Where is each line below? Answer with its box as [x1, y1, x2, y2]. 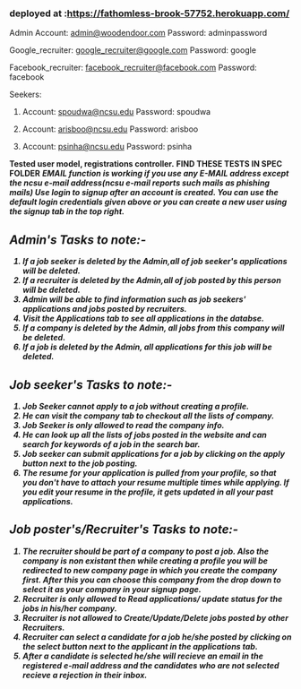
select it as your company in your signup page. [21, 583, 202, 594]
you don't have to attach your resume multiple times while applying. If [21, 477, 289, 487]
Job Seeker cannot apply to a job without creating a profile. [21, 400, 249, 411]
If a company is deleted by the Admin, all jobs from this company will [21, 323, 285, 333]
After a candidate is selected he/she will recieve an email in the [21, 650, 264, 661]
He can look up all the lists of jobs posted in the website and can [21, 429, 267, 440]
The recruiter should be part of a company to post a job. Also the [21, 546, 270, 556]
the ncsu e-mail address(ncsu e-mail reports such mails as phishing [9, 177, 271, 188]
